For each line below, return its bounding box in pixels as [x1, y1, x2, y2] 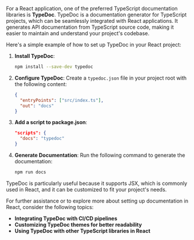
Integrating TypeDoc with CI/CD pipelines [14, 215, 118, 222]
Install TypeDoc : [14, 53, 55, 59]
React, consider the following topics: [6, 203, 94, 210]
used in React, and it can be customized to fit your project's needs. [6, 186, 167, 193]
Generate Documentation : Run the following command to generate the [14, 152, 185, 159]
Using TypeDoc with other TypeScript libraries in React [14, 227, 150, 234]
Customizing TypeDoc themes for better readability [14, 221, 142, 228]
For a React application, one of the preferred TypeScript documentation [6, 5, 178, 12]
